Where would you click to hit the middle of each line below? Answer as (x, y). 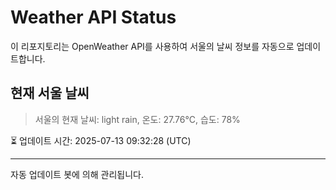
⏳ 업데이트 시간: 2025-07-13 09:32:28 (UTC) (101, 140)
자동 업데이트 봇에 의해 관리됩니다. (77, 174)
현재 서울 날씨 (50, 93)
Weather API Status (93, 17)
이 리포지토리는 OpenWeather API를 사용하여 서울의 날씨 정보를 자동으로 (152, 46)
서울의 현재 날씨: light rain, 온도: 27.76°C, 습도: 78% (137, 119)
